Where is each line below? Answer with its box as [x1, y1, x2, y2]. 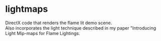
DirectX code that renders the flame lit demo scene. [5, 20, 112, 26]
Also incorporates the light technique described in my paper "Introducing [5, 25, 156, 31]
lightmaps [5, 3, 48, 15]
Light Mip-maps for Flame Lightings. [5, 30, 80, 36]
